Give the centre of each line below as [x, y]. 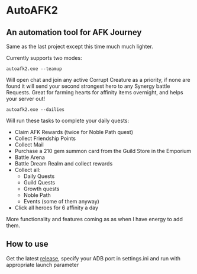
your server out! [26, 99]
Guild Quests [39, 182]
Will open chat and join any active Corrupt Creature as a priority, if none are [98, 80]
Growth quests [41, 189]
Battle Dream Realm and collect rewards [64, 163]
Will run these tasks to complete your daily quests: [68, 120]
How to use [27, 244]
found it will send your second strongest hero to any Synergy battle [88, 86]
